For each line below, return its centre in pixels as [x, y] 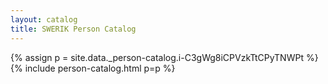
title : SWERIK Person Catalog [73, 29]
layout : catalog [44, 19]
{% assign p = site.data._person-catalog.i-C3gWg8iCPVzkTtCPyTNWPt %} [164, 57]
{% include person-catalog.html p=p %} [93, 68]
